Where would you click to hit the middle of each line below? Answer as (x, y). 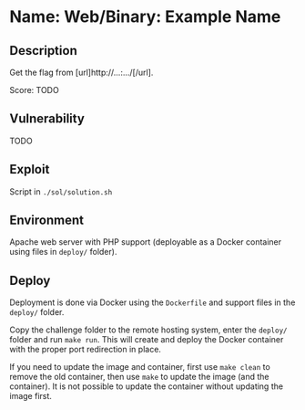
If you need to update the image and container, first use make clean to (140, 367)
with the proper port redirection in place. (86, 350)
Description (43, 51)
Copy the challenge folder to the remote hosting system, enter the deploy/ (149, 330)
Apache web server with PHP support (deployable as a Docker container (146, 242)
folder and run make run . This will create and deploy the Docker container (147, 340)
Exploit (30, 169)
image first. (31, 396)
